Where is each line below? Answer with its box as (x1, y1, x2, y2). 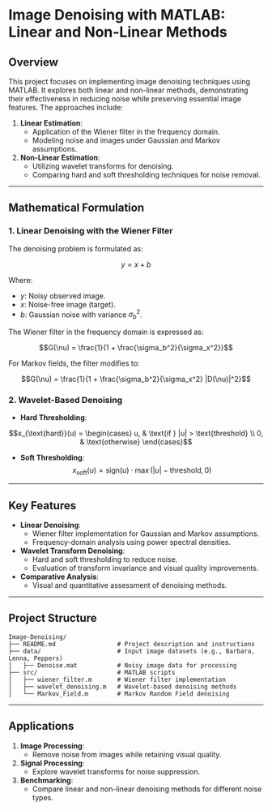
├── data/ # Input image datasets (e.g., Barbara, (8, 647, 255, 655)
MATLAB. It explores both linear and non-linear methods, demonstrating (8, 85, 249, 95)
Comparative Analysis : (19, 572, 100, 581)
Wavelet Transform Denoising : (19, 546, 125, 556)
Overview (8, 55, 59, 69)
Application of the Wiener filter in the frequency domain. (32, 127, 220, 136)
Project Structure (8, 611, 97, 625)
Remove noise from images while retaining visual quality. (32, 749, 222, 759)
